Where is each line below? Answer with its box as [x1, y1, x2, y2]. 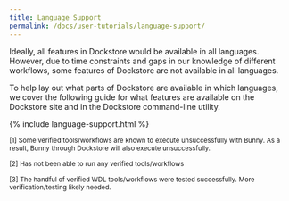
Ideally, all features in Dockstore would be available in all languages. [9, 46, 260, 56]
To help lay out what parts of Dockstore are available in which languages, [9, 82, 279, 93]
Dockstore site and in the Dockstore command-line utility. [9, 101, 220, 112]
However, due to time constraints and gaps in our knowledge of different [9, 55, 276, 66]
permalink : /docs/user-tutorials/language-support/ [9, 21, 205, 30]
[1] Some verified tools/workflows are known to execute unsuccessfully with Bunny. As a [9, 136, 281, 145]
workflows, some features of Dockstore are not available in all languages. [9, 64, 279, 76]
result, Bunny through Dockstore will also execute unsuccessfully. [9, 144, 211, 153]
